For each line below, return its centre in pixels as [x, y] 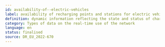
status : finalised [24, 32]
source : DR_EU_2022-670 [29, 37]
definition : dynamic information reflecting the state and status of [78, 19]
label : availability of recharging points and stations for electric [78, 14]
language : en [18, 28]
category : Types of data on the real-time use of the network [70, 23]
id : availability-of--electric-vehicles [47, 10]
